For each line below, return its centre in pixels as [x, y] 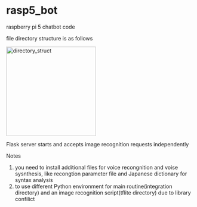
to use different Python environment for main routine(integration [93, 186]
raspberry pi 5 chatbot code [41, 27]
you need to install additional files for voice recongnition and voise [96, 167]
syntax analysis [34, 180]
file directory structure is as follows [50, 38]
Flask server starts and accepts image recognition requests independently [98, 144]
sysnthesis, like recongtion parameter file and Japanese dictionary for [101, 174]
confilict [25, 199]
